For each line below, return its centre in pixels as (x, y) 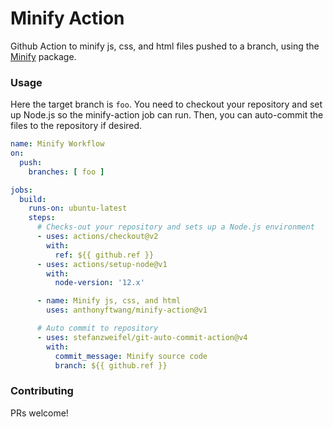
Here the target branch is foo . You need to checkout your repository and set (166, 104)
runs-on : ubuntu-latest (78, 208)
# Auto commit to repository (97, 328)
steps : (42, 218)
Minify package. (43, 56)
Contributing (42, 391)
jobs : (21, 190)
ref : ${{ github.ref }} (104, 255)
